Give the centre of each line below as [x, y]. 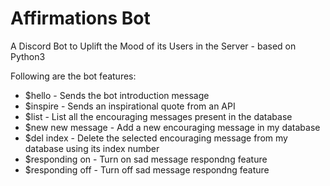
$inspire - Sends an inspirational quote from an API [130, 106]
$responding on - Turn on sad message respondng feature [146, 159]
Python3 [28, 56]
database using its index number [92, 148]
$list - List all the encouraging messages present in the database [158, 116]
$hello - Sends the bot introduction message [117, 95]
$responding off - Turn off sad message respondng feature [147, 169]
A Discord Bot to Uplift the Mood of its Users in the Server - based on [153, 46]
